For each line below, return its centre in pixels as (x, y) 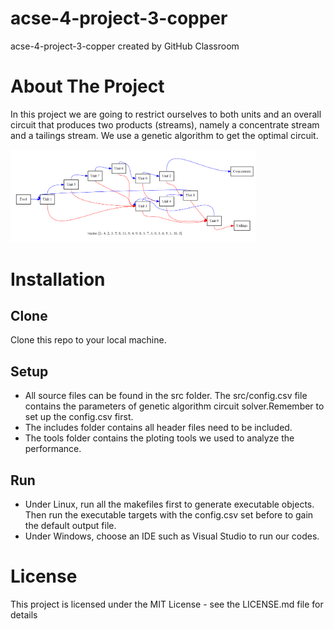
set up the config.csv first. (79, 417)
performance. (53, 449)
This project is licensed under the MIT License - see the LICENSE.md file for (167, 604)
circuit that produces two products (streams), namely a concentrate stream (165, 124)
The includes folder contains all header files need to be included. (158, 428)
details (24, 614)
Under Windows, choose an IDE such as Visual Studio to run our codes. (172, 536)
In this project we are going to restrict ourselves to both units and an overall (166, 114)
